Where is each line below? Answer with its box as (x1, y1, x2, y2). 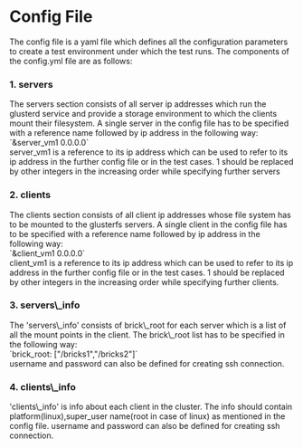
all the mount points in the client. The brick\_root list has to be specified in (9, 329, 285, 340)
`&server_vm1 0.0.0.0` (9, 138, 89, 148)
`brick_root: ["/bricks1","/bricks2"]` (9, 348, 138, 359)
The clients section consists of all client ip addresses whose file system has (9, 209, 291, 220)
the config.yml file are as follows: (9, 55, 133, 66)
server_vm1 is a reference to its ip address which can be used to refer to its (9, 147, 289, 157)
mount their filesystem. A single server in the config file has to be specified (9, 118, 289, 129)
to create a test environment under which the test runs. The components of (9, 45, 289, 56)
